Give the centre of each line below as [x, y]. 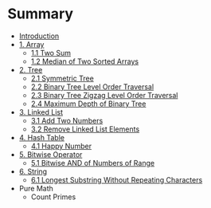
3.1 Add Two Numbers [67, 120]
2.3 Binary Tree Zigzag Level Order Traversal [104, 95]
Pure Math [36, 188]
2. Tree [31, 69]
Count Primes [53, 197]
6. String [33, 171]
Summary [40, 14]
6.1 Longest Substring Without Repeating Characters [117, 179]
